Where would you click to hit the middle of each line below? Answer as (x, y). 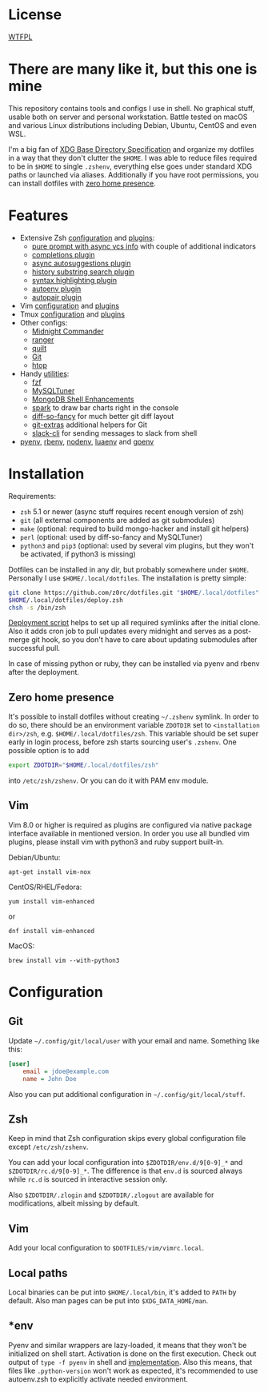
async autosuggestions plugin (81, 263)
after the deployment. (44, 672)
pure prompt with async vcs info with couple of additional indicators (144, 246)
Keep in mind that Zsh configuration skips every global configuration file (127, 1139)
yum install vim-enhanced (51, 901)
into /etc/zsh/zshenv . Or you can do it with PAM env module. (108, 780)
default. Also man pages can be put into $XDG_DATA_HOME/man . (108, 1300)
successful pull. (34, 648)
